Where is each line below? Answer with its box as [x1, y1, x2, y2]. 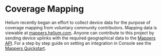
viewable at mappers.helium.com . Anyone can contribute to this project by [5, 30, 154, 36]
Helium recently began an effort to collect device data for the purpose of [5, 19, 151, 25]
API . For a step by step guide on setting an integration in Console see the [5, 40, 152, 46]
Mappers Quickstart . [5, 45, 46, 51]
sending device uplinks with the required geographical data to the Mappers [5, 35, 156, 41]
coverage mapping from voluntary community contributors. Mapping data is [5, 24, 157, 30]
